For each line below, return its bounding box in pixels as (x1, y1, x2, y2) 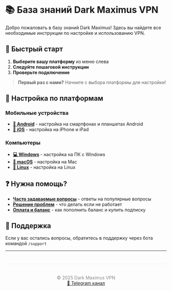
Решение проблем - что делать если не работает (12, 201, 122, 207)
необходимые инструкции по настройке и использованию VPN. (5, 30, 145, 36)
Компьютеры (5, 139, 41, 147)
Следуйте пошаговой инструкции (12, 64, 89, 70)
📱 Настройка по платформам (5, 94, 103, 103)
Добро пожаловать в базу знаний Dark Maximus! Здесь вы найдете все (5, 24, 161, 31)
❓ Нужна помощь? (5, 180, 68, 189)
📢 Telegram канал (67, 280, 105, 286)
